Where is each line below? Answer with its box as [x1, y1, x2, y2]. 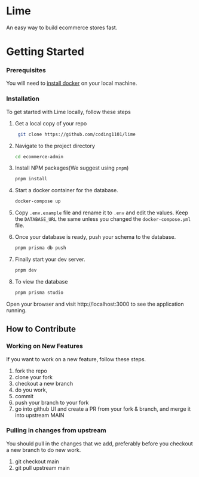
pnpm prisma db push [14, 245, 66, 251]
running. [6, 306, 27, 314]
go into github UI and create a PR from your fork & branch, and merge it [14, 405, 191, 413]
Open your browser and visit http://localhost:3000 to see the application [6, 300, 184, 307]
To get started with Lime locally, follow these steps [6, 108, 131, 115]
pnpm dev [14, 267, 37, 273]
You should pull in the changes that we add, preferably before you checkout [6, 440, 193, 447]
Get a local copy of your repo [14, 119, 87, 127]
